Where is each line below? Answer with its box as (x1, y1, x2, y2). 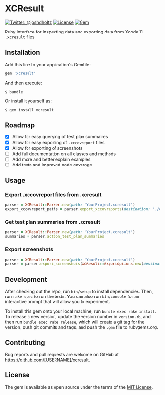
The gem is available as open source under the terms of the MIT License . (5, 384, 153, 390)
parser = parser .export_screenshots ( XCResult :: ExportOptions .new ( (5, 262, 144, 266)
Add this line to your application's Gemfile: (5, 61, 91, 67)
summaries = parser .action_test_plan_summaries (5, 234, 105, 239)
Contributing (5, 338, 45, 347)
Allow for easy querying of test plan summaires (12, 134, 108, 140)
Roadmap (5, 121, 35, 130)
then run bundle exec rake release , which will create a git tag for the (5, 319, 145, 325)
